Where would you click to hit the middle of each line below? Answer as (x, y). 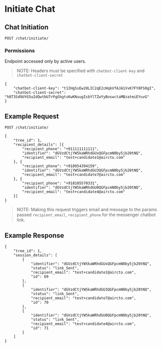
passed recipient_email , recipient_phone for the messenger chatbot (86, 215)
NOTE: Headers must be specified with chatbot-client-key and (81, 71)
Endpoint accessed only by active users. (45, 61)
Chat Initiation (27, 27)
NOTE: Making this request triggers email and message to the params (87, 210)
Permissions (20, 50)
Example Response (34, 236)
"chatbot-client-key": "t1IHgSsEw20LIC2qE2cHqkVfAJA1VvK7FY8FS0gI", (85, 88)
